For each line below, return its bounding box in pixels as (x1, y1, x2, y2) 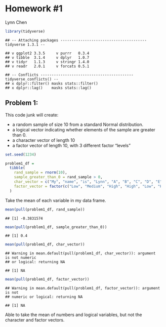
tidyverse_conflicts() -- (5, 77, 58, 82)
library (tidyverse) (5, 29, 45, 34)
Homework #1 (5, 3, 63, 14)
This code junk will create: (5, 112, 59, 118)
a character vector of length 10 (12, 137, 75, 143)
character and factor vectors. (5, 317, 65, 323)
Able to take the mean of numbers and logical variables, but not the (5, 312, 142, 318)
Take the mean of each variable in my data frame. (5, 197, 106, 203)
